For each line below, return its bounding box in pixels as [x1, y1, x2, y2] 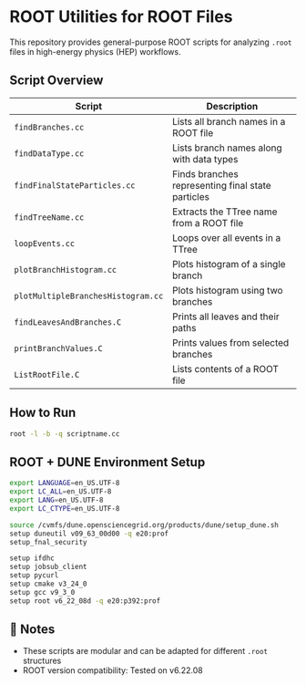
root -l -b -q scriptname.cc [9, 429, 120, 439]
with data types [171, 152, 239, 165]
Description [206, 99, 259, 112]
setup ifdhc [9, 554, 55, 563]
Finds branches [171, 167, 239, 180]
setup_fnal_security [9, 537, 88, 546]
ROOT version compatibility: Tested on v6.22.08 [22, 665, 203, 676]
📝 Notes [9, 622, 56, 638]
